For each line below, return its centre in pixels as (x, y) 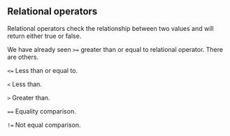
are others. (23, 57)
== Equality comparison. (42, 111)
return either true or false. (44, 36)
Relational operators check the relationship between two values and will (111, 28)
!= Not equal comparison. (44, 125)
